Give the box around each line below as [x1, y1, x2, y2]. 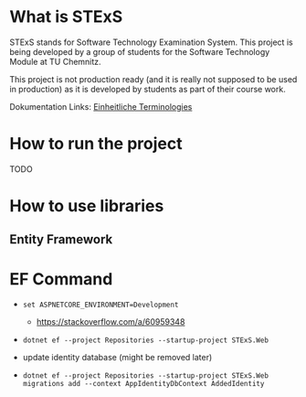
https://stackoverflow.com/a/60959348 [36, 317, 185, 327]
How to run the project [9, 134, 183, 155]
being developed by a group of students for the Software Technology [9, 46, 270, 57]
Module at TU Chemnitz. [9, 56, 102, 67]
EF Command [9, 268, 113, 289]
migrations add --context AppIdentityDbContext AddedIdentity [22, 380, 265, 389]
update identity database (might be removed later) [22, 352, 213, 363]
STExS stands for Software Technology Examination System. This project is [9, 37, 294, 48]
